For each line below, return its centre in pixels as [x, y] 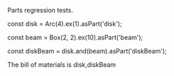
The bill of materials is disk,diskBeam [62, 65]
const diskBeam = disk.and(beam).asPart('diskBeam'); [87, 51]
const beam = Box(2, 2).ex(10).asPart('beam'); [75, 37]
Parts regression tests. [40, 10]
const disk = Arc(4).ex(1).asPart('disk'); [65, 24]
